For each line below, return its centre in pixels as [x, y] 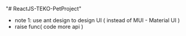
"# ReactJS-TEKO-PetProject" [44, 9]
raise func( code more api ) [49, 27]
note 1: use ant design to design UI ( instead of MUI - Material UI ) [97, 20]
